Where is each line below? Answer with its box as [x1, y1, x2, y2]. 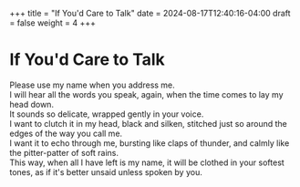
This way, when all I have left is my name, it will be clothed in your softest [9, 157, 284, 168]
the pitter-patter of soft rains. [9, 147, 119, 158]
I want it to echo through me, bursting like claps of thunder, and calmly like [9, 137, 290, 149]
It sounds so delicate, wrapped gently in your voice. [9, 109, 204, 119]
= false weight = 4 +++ [9, 17, 97, 28]
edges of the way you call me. [9, 128, 123, 139]
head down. [9, 99, 55, 109]
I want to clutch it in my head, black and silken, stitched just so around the [9, 118, 287, 129]
